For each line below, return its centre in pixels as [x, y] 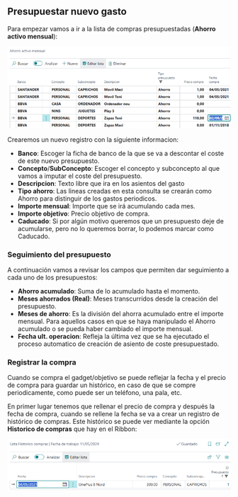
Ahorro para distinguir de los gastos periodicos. [87, 199]
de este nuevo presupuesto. [58, 161]
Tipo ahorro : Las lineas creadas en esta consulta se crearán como [115, 191]
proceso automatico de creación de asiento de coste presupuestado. [118, 344]
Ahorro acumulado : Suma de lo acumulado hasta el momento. [109, 291]
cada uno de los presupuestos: [52, 277]
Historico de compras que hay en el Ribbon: [72, 429]
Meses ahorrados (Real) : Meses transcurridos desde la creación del [118, 298]
